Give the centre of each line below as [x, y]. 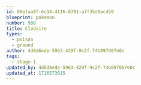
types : [14, 34]
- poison [22, 40]
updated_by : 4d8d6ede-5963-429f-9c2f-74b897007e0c [71, 67]
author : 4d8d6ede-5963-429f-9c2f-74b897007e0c [65, 51]
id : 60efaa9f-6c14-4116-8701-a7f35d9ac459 [60, 12]
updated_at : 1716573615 [36, 73]
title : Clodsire [26, 28]
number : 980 [21, 23]
